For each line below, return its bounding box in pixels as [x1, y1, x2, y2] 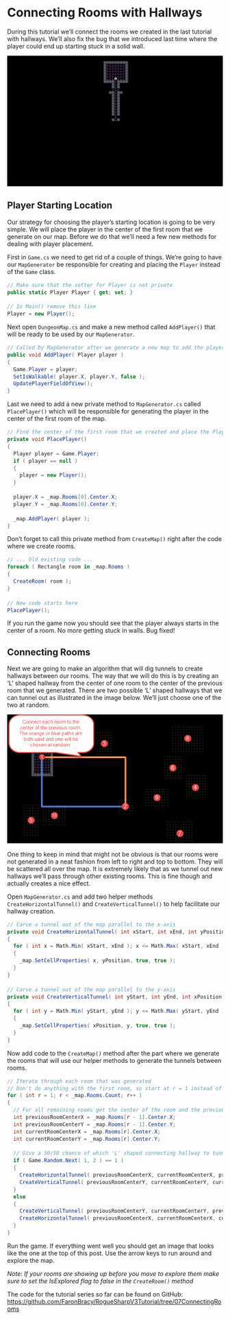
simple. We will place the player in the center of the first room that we [7, 225, 203, 234]
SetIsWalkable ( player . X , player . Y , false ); [13, 373, 146, 380]
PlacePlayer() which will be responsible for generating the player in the [7, 407, 209, 416]
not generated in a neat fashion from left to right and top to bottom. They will [7, 857, 224, 866]
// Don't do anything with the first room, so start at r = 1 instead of [7, 1085, 222, 1092]
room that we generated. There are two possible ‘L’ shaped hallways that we [7, 686, 222, 694]
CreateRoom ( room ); [13, 578, 72, 585]
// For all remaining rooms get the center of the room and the [13, 1107, 201, 1114]
